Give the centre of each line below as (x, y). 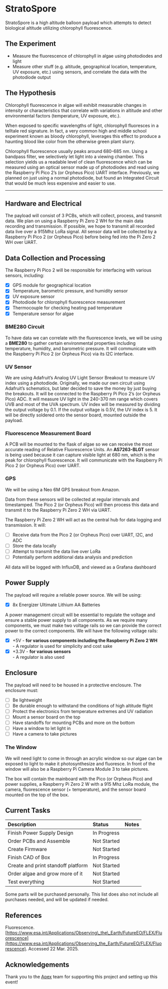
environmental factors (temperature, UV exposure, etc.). (63, 115)
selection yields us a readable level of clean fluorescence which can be (79, 162)
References (23, 915)
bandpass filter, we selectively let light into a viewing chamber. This (75, 157)
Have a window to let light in (41, 729)
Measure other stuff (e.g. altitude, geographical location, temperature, (84, 66)
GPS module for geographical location (52, 285)
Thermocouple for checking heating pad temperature (67, 308)
